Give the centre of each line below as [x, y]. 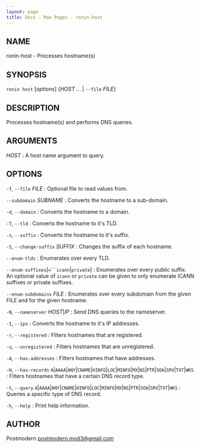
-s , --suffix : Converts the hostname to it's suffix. [68, 235]
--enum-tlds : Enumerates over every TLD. [58, 258]
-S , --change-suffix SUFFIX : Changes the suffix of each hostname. [90, 246]
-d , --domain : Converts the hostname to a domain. [68, 211]
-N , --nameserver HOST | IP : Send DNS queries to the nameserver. [86, 312]
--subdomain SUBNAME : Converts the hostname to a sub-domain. [87, 200]
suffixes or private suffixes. [40, 282]
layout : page [22, 12]
